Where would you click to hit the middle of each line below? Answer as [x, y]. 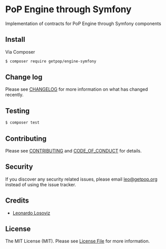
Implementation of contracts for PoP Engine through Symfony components [83, 23]
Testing [18, 111]
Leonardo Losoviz [31, 213]
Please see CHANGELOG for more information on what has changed [77, 89]
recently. [14, 95]
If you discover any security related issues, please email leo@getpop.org [81, 179]
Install [15, 40]
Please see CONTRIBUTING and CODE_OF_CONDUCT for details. [74, 151]
